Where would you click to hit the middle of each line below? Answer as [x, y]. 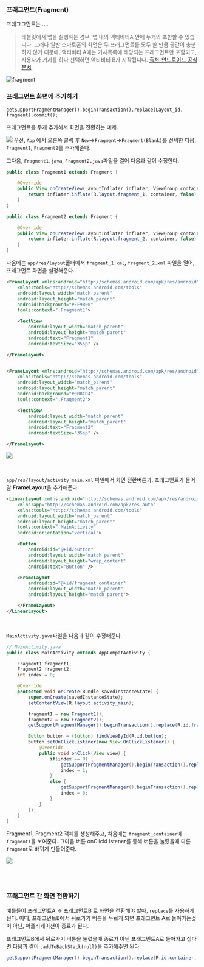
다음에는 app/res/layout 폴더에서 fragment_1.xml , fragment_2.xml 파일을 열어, [100, 263]
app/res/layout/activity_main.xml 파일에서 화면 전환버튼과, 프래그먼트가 [95, 480]
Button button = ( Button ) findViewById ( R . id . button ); [97, 736]
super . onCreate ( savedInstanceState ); [76, 697]
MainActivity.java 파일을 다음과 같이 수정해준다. [64, 636]
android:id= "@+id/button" [61, 550]
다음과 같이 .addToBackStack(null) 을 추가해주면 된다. [77, 946]
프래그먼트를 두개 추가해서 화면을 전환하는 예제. [62, 127]
